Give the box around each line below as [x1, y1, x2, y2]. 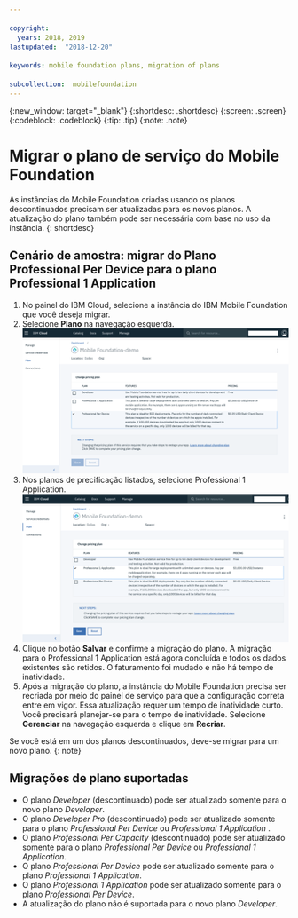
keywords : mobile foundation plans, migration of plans [9, 61, 220, 70]
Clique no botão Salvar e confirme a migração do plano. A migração [21, 644, 272, 653]
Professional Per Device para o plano [9, 262, 217, 277]
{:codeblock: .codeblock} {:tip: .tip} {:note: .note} [9, 115, 188, 125]
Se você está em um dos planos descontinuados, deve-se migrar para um [9, 736, 279, 746]
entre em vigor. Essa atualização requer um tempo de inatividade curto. [21, 700, 284, 710]
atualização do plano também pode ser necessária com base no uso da [9, 213, 271, 224]
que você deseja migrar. [21, 309, 111, 320]
